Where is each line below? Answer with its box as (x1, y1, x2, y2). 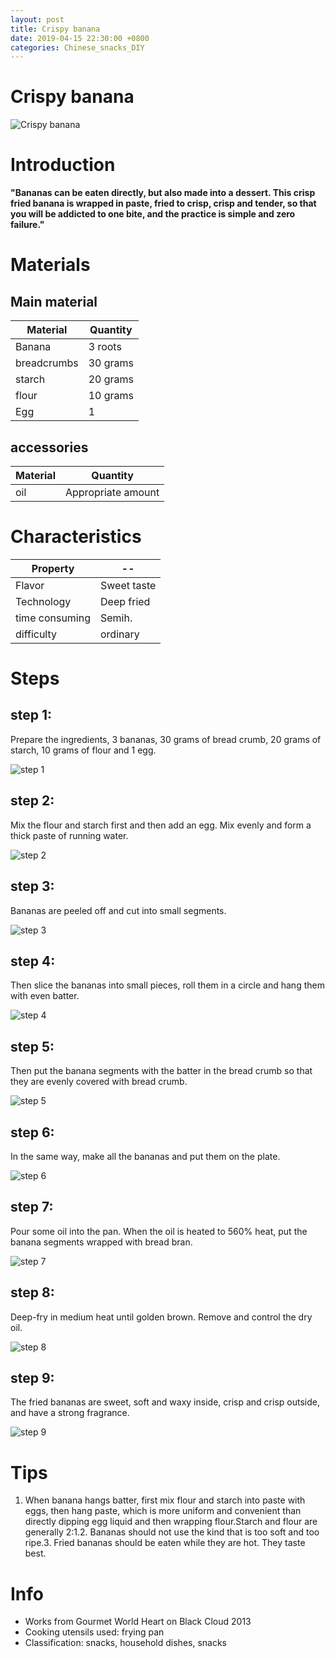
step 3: (10, 878, 55, 895)
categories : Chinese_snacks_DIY (10, 42, 145, 53)
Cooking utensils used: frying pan (24, 1626, 165, 1638)
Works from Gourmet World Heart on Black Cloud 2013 (24, 1616, 252, 1628)
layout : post (10, 14, 65, 25)
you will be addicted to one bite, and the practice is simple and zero (10, 208, 296, 220)
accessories (10, 439, 89, 456)
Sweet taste (100, 578, 157, 592)
